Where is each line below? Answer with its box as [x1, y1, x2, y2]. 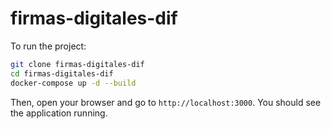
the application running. [10, 107, 108, 119]
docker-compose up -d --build [10, 78, 137, 88]
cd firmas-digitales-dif [10, 68, 114, 79]
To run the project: [10, 40, 87, 52]
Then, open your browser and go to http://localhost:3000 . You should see [10, 96, 322, 108]
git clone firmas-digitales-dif [10, 59, 145, 69]
